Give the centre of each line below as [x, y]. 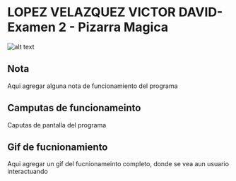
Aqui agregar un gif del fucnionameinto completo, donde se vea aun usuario [118, 164]
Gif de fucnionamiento [58, 147]
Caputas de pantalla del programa [57, 125]
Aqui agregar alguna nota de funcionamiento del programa [93, 86]
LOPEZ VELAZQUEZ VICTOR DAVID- [115, 12]
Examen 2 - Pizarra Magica [88, 27]
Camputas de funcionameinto [74, 108]
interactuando [28, 171]
